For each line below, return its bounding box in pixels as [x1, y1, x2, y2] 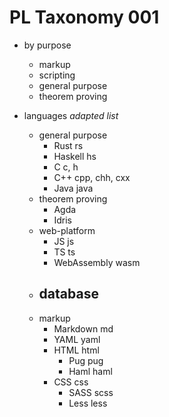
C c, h [53, 161, 79, 173]
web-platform [38, 224, 96, 236]
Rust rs [53, 139, 84, 151]
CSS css [53, 376, 89, 388]
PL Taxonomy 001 [9, 6, 160, 29]
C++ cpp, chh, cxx [53, 171, 131, 183]
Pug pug [68, 354, 104, 366]
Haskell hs [53, 150, 97, 162]
